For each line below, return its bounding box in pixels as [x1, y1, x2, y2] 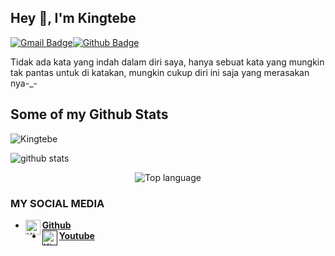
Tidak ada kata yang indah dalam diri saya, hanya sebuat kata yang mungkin [10, 56, 325, 68]
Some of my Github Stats [10, 106, 169, 123]
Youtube [58, 229, 95, 241]
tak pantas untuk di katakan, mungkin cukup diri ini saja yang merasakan [10, 66, 310, 78]
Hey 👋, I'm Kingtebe [10, 10, 137, 27]
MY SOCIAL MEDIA [10, 196, 105, 210]
